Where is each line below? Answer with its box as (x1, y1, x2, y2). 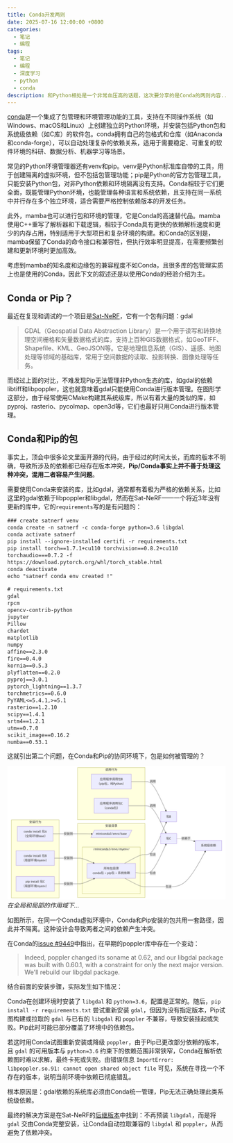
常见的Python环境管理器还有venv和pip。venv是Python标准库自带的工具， (7, 162, 218, 170)
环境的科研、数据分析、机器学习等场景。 (12, 147, 129, 156)
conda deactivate (7, 566, 58, 573)
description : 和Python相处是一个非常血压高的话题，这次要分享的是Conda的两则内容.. (7, 92, 227, 99)
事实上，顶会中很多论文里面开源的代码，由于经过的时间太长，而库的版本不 (7, 452, 220, 461)
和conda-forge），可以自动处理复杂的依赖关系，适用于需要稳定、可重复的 (7, 139, 216, 147)
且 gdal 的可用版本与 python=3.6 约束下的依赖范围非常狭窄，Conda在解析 (7, 1046, 216, 1055)
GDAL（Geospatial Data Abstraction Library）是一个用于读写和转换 (24, 327, 216, 335)
